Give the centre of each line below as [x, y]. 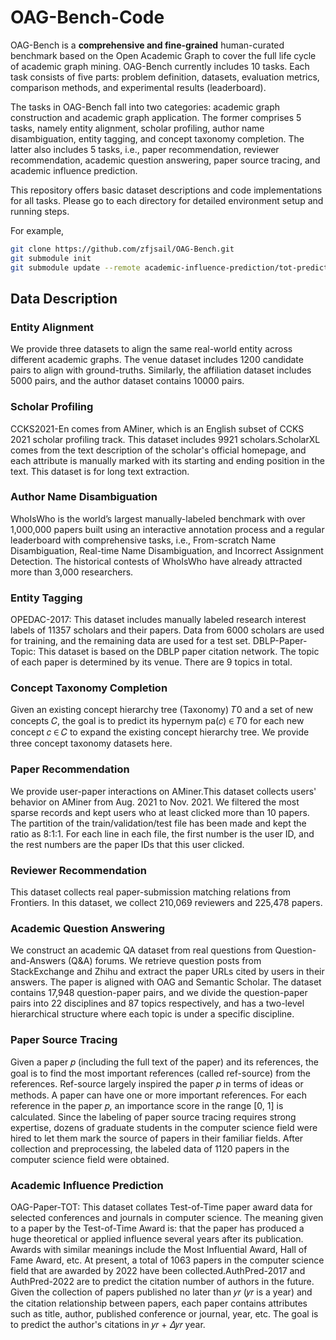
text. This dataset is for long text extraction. [100, 471]
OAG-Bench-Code [87, 17]
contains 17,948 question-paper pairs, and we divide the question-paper [159, 993]
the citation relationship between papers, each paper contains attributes [159, 1303]
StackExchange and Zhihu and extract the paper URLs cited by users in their [167, 972]
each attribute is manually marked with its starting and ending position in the [167, 460]
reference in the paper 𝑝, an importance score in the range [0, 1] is [147, 1105]
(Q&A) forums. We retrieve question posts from [164, 961]
